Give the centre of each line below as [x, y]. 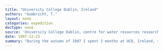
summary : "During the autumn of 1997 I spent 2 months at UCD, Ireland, [80, 41]
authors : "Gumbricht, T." [31, 14]
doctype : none [19, 28]
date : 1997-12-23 [23, 37]
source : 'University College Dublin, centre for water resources [72, 32]
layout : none [18, 18]
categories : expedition [29, 23]
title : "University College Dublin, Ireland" [52, 9]
